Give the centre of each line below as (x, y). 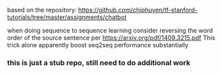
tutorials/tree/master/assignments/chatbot (67, 17)
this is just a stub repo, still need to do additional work (99, 62)
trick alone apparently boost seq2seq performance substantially (98, 45)
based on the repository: (42, 10)
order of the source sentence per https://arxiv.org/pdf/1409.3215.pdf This (111, 38)
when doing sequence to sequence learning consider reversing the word (110, 30)
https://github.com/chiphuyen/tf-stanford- (138, 10)
